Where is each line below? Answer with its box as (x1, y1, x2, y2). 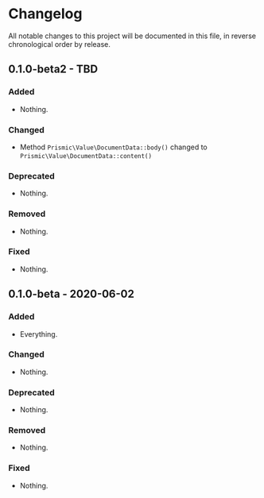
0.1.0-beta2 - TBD (8, 63, 98, 76)
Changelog (8, 5, 83, 23)
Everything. (19, 329, 58, 338)
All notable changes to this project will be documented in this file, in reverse (8, 31, 257, 41)
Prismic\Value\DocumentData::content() (19, 152, 153, 160)
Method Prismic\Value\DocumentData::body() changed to (19, 142, 208, 152)
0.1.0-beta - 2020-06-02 (8, 288, 135, 301)
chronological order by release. (8, 39, 111, 48)
